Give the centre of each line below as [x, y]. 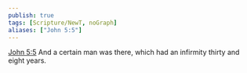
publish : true [31, 15]
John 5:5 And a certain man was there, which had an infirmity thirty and [124, 53]
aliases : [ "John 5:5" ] [45, 30]
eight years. [27, 60]
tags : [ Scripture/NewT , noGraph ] [63, 23]
